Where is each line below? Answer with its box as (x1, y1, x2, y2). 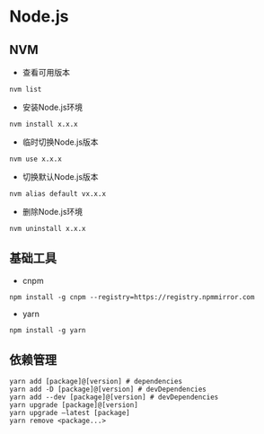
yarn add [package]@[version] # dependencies (9, 376, 182, 385)
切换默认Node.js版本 (22, 172, 99, 182)
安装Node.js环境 (22, 102, 84, 112)
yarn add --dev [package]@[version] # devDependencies (9, 393, 219, 402)
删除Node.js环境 (22, 207, 84, 217)
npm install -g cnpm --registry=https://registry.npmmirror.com (9, 292, 255, 302)
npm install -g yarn (9, 325, 87, 334)
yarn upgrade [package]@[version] (9, 400, 139, 410)
